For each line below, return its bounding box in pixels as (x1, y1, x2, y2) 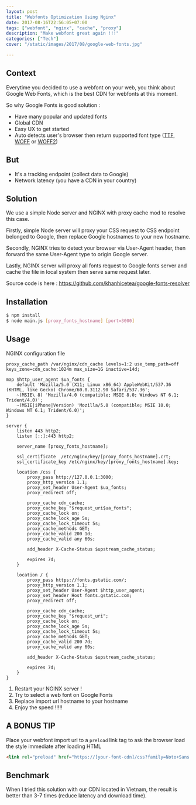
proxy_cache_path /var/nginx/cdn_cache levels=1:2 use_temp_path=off (6, 361, 180, 367)
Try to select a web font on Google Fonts (14, 691, 113, 698)
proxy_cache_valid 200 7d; (27, 639, 93, 645)
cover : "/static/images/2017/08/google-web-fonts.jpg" (6, 42, 143, 48)
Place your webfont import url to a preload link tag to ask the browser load (6, 736, 185, 743)
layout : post (6, 8, 38, 15)
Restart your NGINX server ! (14, 685, 82, 692)
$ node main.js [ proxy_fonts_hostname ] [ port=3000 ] (6, 318, 135, 324)
